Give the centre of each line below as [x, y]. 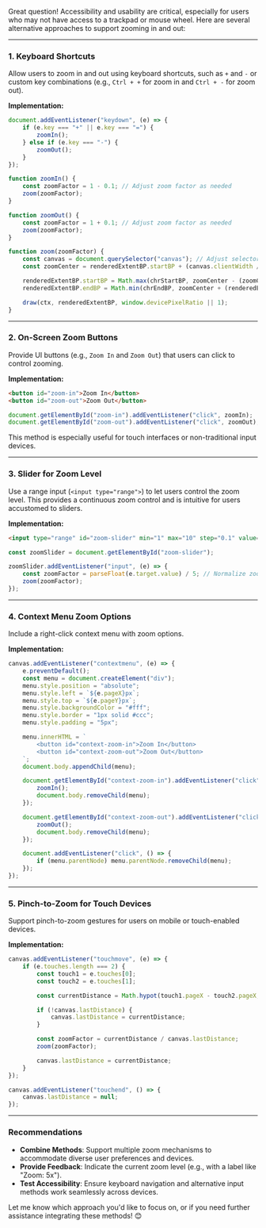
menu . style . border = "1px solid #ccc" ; [88, 716]
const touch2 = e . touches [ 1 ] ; [86, 981]
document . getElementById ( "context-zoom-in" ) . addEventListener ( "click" [141, 781]
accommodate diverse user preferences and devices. [107, 1158]
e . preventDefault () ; [56, 671]
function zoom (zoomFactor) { [56, 252]
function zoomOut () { [44, 215]
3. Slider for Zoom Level [55, 474]
